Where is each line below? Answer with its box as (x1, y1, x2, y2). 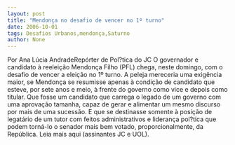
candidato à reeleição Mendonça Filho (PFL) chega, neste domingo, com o (7, 63, 223, 71)
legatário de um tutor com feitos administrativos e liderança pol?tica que (7, 115, 217, 123)
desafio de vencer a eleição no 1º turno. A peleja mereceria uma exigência (7, 71, 222, 79)
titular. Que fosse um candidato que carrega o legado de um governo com (7, 92, 222, 102)
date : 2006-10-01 (7, 23, 58, 30)
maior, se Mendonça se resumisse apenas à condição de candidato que (7, 78, 215, 86)
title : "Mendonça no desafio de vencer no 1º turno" (7, 17, 165, 24)
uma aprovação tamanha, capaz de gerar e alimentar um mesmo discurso (7, 100, 221, 109)
